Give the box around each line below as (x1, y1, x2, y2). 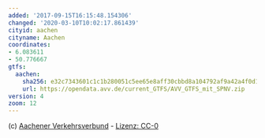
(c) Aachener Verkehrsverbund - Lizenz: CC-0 (8, 121, 159, 131)
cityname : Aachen (8, 33, 65, 42)
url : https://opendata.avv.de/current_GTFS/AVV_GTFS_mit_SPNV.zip (22, 84, 245, 93)
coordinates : (8, 41, 51, 49)
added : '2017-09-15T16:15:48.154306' (8, 11, 132, 20)
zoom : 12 (8, 99, 37, 107)
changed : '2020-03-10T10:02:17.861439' (8, 19, 140, 27)
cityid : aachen (8, 26, 58, 34)
